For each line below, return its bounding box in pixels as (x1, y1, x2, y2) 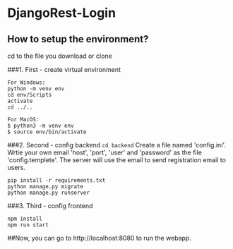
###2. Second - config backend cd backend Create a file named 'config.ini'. (7, 141, 226, 149)
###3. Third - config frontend (7, 202, 93, 209)
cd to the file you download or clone (7, 51, 113, 60)
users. (7, 164, 26, 171)
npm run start (7, 221, 49, 229)
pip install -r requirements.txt (7, 177, 106, 184)
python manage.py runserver (7, 189, 90, 196)
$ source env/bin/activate (7, 128, 87, 135)
